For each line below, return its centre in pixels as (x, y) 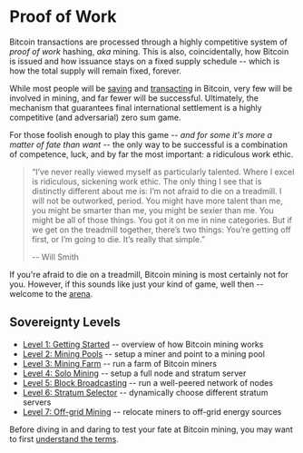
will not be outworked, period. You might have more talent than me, (157, 201)
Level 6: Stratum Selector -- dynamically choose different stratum (145, 392)
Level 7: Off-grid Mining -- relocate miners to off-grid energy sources (152, 411)
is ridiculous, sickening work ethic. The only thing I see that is (147, 181)
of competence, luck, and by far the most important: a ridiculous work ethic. (151, 154)
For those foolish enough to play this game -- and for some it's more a (141, 134)
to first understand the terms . (64, 438)
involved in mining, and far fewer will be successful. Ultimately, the (134, 98)
